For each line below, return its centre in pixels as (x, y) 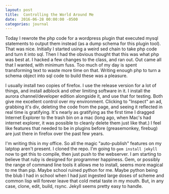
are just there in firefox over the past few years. (55, 134)
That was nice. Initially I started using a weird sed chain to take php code (81, 49)
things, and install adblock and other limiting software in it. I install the (78, 91)
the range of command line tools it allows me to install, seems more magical (84, 165)
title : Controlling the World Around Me (50, 15)
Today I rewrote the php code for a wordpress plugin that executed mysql (82, 38)
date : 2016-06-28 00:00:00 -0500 (42, 19)
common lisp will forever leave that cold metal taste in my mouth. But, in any (85, 181)
